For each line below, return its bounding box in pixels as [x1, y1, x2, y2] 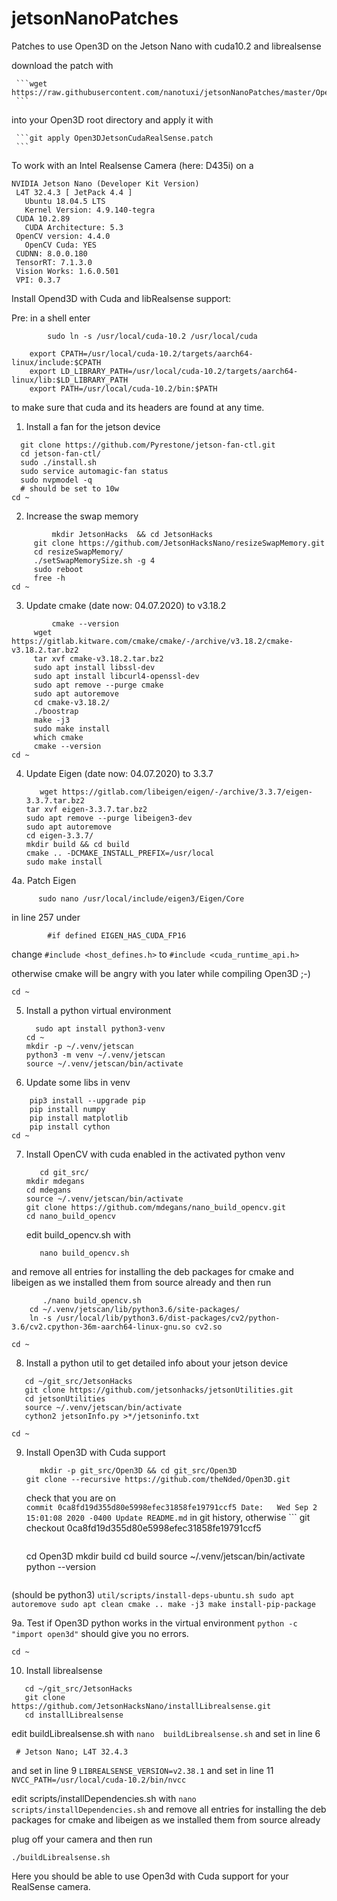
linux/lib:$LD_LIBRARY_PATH [11, 375, 129, 385]
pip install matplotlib [29, 1113, 129, 1123]
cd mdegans [25, 1185, 72, 1195]
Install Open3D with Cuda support [25, 1446, 166, 1458]
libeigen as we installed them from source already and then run [11, 1276, 272, 1288]
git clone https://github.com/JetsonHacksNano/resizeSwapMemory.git [33, 538, 326, 548]
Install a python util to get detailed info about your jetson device [25, 1357, 289, 1369]
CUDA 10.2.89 [15, 213, 71, 224]
